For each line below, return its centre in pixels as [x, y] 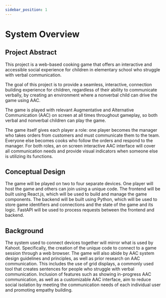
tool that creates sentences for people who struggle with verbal [70, 269]
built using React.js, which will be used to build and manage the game [76, 194]
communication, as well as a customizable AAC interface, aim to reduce [78, 280]
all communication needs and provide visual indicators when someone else [82, 151]
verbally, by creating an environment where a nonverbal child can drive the [82, 95]
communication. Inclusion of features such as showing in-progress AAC [78, 274]
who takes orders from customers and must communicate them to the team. [83, 135]
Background [24, 231]
